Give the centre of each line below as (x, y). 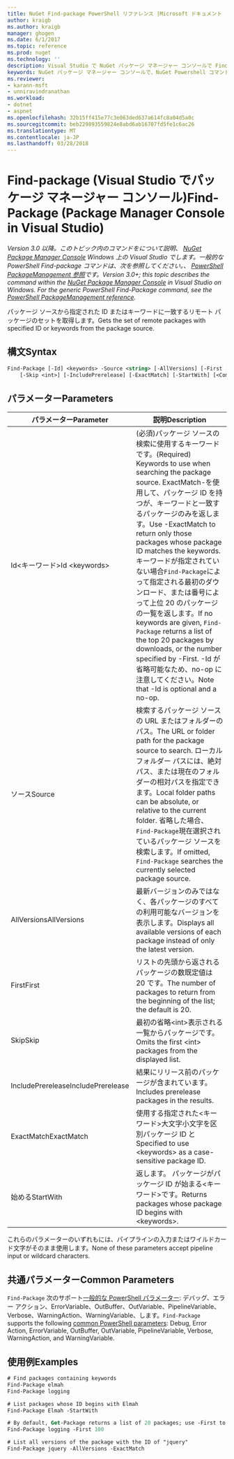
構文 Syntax (32, 352)
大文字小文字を (186, 1124)
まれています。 (188, 1083)
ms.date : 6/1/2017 (34, 40)
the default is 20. (163, 1009)
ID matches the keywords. (178, 551)
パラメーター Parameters (60, 399)
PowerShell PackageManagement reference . (72, 297)
